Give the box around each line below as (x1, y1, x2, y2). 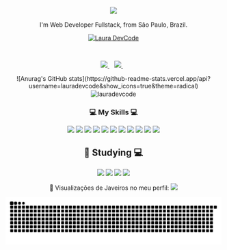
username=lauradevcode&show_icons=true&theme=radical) (28, 82, 199, 90)
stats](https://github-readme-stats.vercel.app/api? (68, 75, 211, 82)
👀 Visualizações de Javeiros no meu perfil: (49, 184, 170, 192)
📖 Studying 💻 (83, 147, 144, 159)
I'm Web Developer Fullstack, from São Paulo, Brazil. (39, 21, 188, 29)
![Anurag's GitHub (16, 75, 68, 82)
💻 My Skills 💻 (89, 107, 138, 116)
